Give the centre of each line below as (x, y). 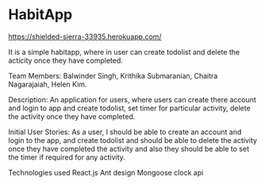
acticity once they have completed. (65, 60)
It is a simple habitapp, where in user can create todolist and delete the (124, 52)
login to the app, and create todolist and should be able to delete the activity (133, 140)
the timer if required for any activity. (67, 157)
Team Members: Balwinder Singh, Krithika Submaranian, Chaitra (113, 75)
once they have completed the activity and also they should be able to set (129, 148)
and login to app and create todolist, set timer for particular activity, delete (130, 108)
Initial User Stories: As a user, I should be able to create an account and (125, 132)
